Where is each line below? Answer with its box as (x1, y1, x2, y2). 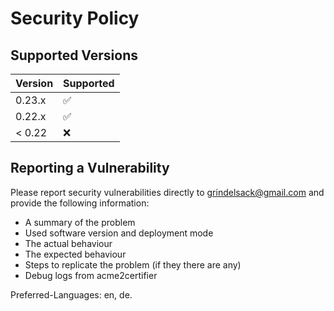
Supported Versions (10, 47, 138, 64)
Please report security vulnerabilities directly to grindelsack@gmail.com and (10, 186, 325, 198)
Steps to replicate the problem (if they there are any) (24, 258, 242, 271)
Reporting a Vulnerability (10, 160, 170, 177)
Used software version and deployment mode (24, 227, 214, 239)
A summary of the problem (24, 216, 136, 228)
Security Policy (10, 7, 140, 30)
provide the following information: (10, 197, 150, 209)
